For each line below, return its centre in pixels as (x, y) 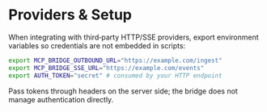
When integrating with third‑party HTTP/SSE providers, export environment (133, 37)
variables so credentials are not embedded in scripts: (97, 45)
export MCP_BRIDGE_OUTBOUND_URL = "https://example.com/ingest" (115, 60)
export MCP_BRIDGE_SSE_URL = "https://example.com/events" (106, 68)
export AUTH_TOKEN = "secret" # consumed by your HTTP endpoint (115, 75)
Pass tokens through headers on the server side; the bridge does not (123, 91)
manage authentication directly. (61, 99)
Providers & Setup (70, 15)
